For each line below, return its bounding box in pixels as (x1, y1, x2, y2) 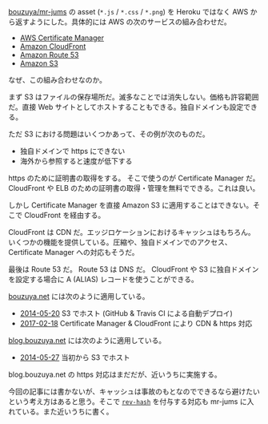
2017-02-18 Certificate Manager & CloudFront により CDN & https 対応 (19, 319, 253, 328)
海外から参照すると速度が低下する (19, 156, 133, 166)
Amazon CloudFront (19, 42, 86, 50)
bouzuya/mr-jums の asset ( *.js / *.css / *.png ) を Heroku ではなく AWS (8, 7, 249, 16)
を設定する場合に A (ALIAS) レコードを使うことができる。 (8, 275, 198, 284)
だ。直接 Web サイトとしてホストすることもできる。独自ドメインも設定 (8, 103, 244, 111)
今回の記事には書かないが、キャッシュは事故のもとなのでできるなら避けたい (8, 387, 260, 396)
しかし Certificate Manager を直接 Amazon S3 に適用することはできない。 (8, 200, 254, 210)
